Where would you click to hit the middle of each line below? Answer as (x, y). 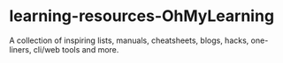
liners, (20, 49)
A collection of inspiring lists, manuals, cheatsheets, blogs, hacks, (129, 40)
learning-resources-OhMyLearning (142, 16)
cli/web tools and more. (76, 49)
